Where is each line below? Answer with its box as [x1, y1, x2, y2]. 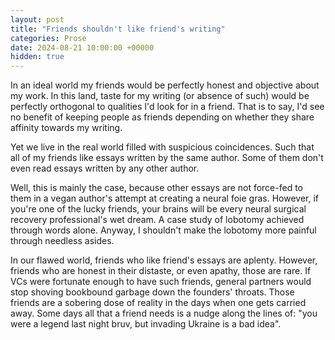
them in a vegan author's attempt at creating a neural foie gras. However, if [10, 192, 320, 205]
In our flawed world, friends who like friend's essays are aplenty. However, [10, 254, 318, 266]
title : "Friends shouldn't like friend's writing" [10, 24, 226, 34]
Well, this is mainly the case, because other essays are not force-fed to [10, 182, 304, 194]
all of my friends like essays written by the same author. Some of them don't [10, 152, 324, 164]
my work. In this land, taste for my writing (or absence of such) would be [10, 90, 310, 102]
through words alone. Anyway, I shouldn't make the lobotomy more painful [10, 224, 317, 236]
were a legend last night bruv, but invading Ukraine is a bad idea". [10, 318, 282, 330]
